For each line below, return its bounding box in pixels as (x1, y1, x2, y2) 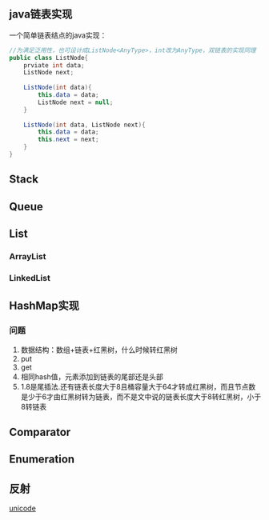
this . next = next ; (38, 135, 99, 144)
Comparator (9, 426, 71, 439)
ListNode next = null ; (38, 98, 114, 106)
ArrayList (9, 251, 46, 262)
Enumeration (9, 453, 75, 466)
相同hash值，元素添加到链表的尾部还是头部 (20, 371, 163, 382)
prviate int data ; (23, 61, 85, 70)
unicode (9, 503, 37, 514)
